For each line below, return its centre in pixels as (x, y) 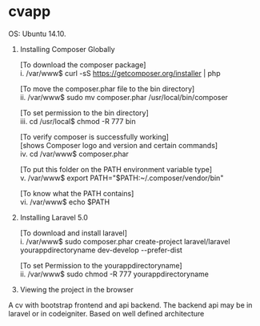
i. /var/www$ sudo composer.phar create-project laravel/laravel (125, 241)
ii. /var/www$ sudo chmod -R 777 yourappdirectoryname (114, 274)
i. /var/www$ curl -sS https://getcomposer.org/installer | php (120, 73)
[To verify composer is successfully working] (94, 137)
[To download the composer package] (83, 64)
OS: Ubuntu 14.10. (37, 34)
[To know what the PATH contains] (77, 193)
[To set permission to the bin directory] (84, 113)
